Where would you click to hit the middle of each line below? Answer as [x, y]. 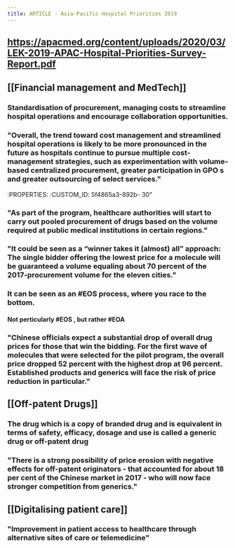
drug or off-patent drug [48, 441]
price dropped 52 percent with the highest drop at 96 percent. [115, 364]
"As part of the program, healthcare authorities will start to [109, 212]
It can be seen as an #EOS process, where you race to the [107, 294]
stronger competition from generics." [73, 486]
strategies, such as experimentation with [126, 162]
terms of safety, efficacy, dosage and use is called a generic [112, 433]
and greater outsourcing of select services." [84, 179]
